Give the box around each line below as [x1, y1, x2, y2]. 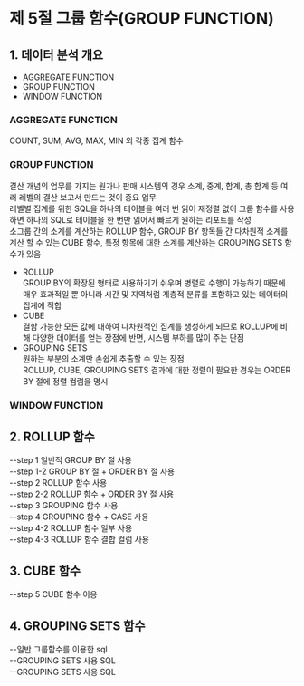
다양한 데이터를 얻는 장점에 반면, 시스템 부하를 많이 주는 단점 [32, 332, 244, 343]
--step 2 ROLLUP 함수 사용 [9, 478, 108, 488]
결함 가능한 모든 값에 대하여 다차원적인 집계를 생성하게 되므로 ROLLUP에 [22, 321, 279, 332]
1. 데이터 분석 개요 [9, 47, 104, 63]
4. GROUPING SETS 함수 [9, 618, 146, 633]
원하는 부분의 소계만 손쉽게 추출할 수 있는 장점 [22, 353, 185, 363]
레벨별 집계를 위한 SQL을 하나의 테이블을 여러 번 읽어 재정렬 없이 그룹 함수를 [9, 203, 279, 214]
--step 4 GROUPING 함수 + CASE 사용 [9, 511, 149, 522]
